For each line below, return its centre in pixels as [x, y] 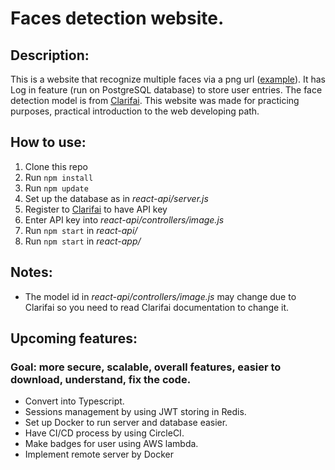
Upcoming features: [74, 338]
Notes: [31, 272]
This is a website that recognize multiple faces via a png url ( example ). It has [168, 79]
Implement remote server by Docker [99, 454]
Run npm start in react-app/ [83, 241]
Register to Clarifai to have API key [96, 209]
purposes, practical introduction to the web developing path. [135, 111]
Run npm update [56, 188]
